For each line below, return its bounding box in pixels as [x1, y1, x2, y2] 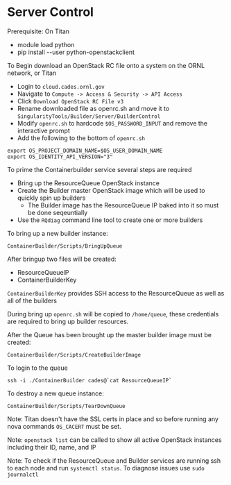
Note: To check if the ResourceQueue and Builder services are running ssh [7, 456, 221, 465]
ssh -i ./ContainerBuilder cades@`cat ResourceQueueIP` [7, 377, 172, 384]
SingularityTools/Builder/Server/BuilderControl [17, 112, 161, 120]
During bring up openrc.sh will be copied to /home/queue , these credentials [7, 309, 219, 318]
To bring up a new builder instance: [7, 229, 109, 237]
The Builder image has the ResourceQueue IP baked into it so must [27, 201, 219, 209]
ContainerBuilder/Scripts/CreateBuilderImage [7, 351, 141, 358]
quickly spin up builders [17, 194, 86, 202]
